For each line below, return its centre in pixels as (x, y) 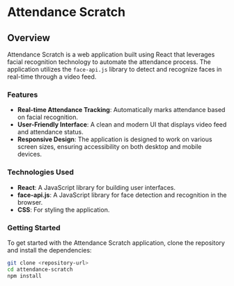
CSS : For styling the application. (63, 209)
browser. (30, 202)
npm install (24, 276)
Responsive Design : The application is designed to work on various (115, 139)
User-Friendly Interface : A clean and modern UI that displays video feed (122, 125)
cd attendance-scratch (40, 269)
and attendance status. (50, 132)
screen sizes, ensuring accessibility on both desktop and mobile (109, 147)
